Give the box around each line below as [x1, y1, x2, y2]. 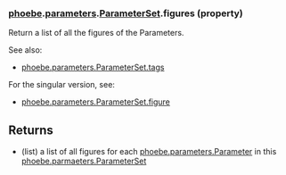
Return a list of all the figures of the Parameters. [8, 28, 184, 38]
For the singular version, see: [8, 79, 115, 90]
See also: [8, 45, 43, 55]
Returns [8, 122, 54, 137]
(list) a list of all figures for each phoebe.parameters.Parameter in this [20, 146, 277, 157]
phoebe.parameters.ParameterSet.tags [20, 62, 165, 73]
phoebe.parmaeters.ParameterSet [20, 155, 147, 167]
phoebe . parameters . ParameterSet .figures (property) [8, 7, 244, 20]
